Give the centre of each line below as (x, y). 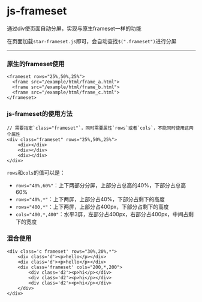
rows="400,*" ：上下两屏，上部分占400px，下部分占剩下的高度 (92, 207)
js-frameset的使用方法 (40, 114)
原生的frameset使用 (36, 64)
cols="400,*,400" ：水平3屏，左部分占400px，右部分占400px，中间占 (102, 214)
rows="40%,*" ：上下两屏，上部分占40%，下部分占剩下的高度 (90, 199)
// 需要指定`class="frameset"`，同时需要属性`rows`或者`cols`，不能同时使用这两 (100, 128)
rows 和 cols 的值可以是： (36, 172)
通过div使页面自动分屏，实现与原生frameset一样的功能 (74, 28)
